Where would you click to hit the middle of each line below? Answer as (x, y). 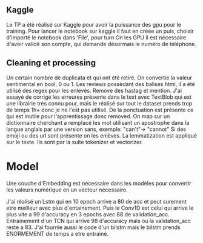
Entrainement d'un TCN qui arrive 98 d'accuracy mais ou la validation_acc (99, 221)
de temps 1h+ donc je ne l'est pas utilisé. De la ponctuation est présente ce (100, 110)
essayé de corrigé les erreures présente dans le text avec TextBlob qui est (99, 97)
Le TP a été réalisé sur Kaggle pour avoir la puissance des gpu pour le (94, 24)
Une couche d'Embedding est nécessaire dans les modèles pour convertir (99, 183)
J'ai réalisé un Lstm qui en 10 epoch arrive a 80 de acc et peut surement (96, 201)
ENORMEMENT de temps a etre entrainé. (58, 233)
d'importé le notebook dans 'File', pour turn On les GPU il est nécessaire (96, 37)
